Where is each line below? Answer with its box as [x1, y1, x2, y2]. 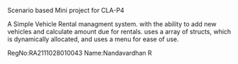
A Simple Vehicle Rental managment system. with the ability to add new [7, 20, 217, 28]
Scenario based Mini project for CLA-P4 [7, 6, 124, 14]
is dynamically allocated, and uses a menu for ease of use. [7, 35, 179, 43]
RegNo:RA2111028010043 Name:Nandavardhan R [7, 49, 153, 57]
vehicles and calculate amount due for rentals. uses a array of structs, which [7, 28, 232, 36]
